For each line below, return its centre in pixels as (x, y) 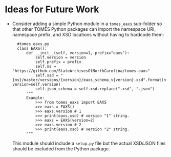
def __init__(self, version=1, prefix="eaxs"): (78, 53)
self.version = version (60, 57)
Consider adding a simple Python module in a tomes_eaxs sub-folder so (87, 24)
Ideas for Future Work (52, 9)
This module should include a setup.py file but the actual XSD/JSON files (89, 143)
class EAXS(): (32, 48)
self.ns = (46, 66)
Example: (35, 98)
